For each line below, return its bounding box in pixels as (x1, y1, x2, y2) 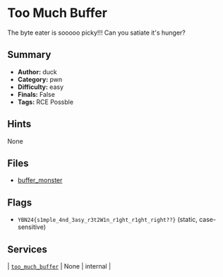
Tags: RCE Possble (17, 98, 74, 106)
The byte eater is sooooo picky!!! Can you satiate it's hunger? (7, 28, 186, 37)
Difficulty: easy (17, 83, 64, 91)
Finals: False (17, 90, 55, 98)
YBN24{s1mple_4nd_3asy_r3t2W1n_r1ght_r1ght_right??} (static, (17, 216, 198, 224)
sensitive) (17, 223, 47, 231)
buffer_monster (17, 176, 63, 184)
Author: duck (17, 67, 58, 76)
